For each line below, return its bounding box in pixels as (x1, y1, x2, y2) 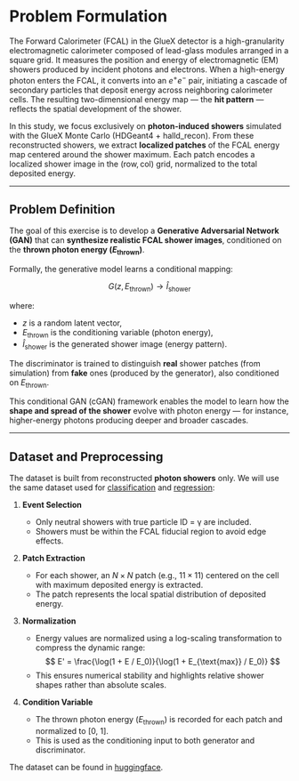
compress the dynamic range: (35, 642, 146, 653)
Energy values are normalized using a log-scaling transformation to (35, 633, 282, 644)
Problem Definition (9, 202, 116, 217)
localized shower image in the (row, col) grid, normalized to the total (9, 158, 258, 169)
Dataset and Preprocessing (9, 449, 164, 464)
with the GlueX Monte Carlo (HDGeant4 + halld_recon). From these (9, 130, 255, 141)
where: (9, 301, 36, 310)
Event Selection (21, 500, 83, 511)
